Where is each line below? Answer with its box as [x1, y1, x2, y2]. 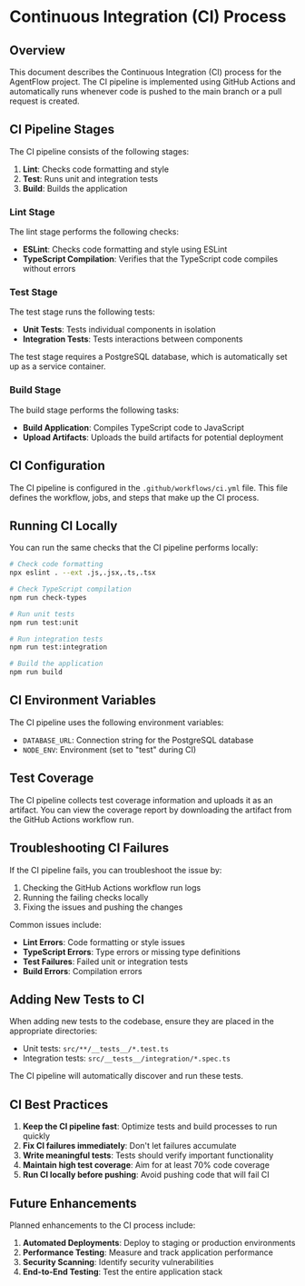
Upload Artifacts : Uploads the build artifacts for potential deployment [22, 432, 284, 443]
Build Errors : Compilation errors [22, 965, 143, 976]
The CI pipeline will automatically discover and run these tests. [9, 1071, 243, 1082]
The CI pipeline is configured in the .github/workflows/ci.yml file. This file [9, 482, 289, 493]
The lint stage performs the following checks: [9, 226, 180, 237]
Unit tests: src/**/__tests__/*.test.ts [22, 1043, 170, 1054]
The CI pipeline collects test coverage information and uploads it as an [9, 794, 273, 805]
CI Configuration [9, 458, 106, 474]
